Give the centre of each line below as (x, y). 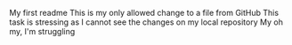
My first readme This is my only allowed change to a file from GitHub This (144, 13)
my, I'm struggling (42, 31)
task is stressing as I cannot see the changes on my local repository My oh (146, 22)
